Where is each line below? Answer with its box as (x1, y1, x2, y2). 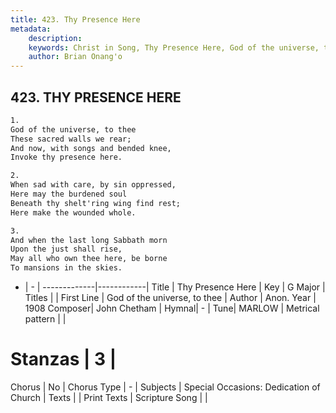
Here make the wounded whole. (10, 207, 137, 218)
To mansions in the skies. (10, 263, 123, 273)
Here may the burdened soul (10, 189, 128, 200)
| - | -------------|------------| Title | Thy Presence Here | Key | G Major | (24, 281, 326, 293)
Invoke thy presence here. (10, 152, 123, 163)
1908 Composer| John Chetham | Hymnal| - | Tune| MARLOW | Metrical (24, 302, 320, 315)
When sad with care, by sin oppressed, (10, 180, 177, 190)
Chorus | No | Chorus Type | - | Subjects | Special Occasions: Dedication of (10, 381, 321, 393)
